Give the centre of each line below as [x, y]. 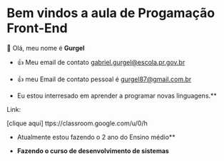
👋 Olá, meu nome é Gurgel [46, 48]
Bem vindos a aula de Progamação [111, 13]
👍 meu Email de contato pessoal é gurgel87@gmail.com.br [104, 79]
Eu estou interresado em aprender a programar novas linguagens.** [117, 95]
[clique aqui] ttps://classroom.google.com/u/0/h [77, 123]
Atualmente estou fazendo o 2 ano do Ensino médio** [96, 137]
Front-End [37, 28]
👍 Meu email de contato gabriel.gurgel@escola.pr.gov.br [101, 62]
